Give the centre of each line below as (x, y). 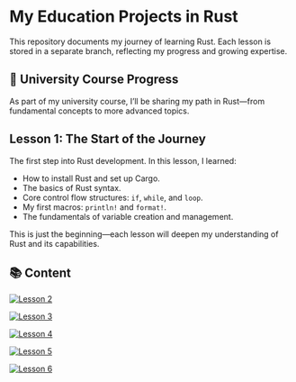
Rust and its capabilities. (54, 243)
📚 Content (40, 273)
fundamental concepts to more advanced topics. (99, 111)
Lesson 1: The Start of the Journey (108, 139)
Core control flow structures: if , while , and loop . (113, 197)
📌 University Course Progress (94, 80)
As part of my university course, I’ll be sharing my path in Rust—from (137, 101)
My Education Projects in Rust (124, 17)
